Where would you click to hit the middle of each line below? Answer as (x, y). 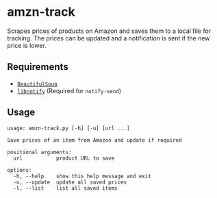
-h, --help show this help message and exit (82, 176)
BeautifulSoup (37, 84)
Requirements (38, 67)
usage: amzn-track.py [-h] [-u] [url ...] (68, 128)
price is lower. (27, 45)
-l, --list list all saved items (65, 188)
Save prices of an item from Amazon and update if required (95, 140)
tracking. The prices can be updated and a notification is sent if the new (108, 38)
